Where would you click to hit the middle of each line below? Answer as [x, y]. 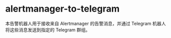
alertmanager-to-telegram [63, 9]
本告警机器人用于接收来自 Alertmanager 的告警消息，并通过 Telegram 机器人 [86, 23]
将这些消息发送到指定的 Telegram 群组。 [48, 30]
